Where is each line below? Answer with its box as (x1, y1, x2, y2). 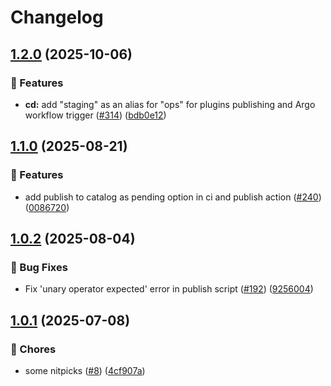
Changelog (10, 6, 104, 29)
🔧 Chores (10, 342, 57, 356)
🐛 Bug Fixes (10, 260, 68, 274)
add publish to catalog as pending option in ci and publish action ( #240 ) (24, 191, 322, 203)
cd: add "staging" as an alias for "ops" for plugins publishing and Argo (24, 98, 316, 110)
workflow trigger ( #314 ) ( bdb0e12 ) (24, 109, 167, 121)
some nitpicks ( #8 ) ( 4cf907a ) (24, 364, 146, 376)
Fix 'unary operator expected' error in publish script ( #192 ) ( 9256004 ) (24, 283, 314, 295)
